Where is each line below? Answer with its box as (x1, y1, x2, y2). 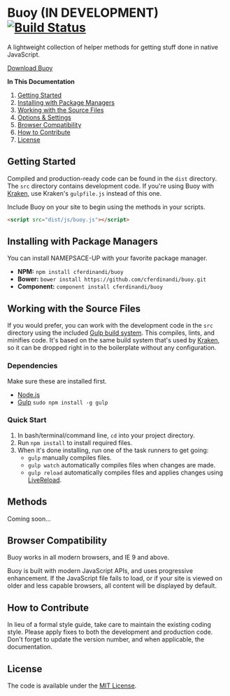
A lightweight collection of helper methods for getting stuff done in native (7, 43, 219, 51)
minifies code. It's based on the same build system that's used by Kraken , (7, 336, 220, 345)
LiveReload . (27, 475, 62, 484)
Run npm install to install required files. (17, 438, 133, 447)
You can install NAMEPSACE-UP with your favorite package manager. (7, 254, 208, 263)
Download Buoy (7, 64, 53, 72)
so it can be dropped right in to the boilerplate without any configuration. (7, 344, 217, 352)
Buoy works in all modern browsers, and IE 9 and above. (7, 553, 170, 562)
